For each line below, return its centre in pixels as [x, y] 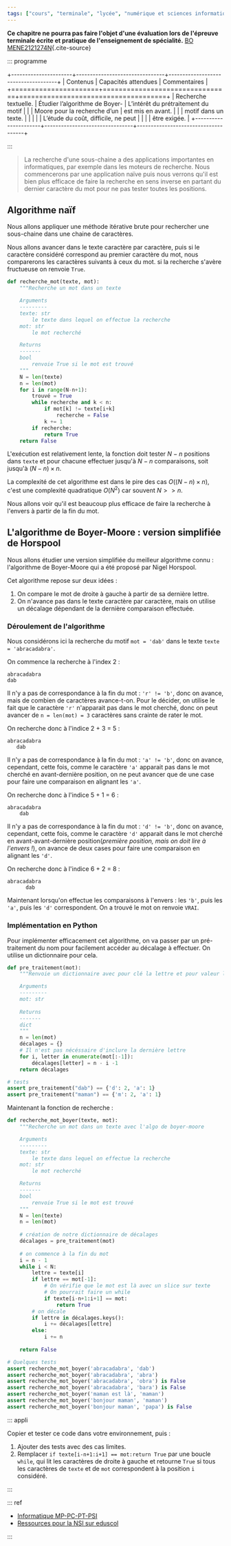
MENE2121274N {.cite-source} [49, 47]
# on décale [49, 1311]
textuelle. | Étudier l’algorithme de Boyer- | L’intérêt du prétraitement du [108, 103]
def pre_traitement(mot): [44, 968]
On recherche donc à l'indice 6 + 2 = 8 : [64, 869]
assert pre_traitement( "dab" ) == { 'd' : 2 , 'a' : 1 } [81, 1088]
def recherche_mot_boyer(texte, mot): [63, 1120]
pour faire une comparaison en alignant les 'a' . [74, 782]
